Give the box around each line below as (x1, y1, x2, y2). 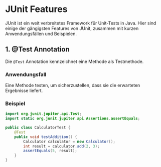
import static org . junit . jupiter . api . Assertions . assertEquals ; (5, 116, 140, 121)
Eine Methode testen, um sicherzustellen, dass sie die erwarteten (5, 82, 140, 88)
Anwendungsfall (5, 71, 47, 78)
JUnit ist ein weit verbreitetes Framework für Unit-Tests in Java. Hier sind (5, 20, 156, 26)
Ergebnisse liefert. (5, 87, 43, 93)
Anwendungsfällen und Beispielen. (5, 30, 77, 36)
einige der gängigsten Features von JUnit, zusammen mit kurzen (5, 25, 139, 31)
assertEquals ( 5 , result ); (23, 148, 78, 153)
